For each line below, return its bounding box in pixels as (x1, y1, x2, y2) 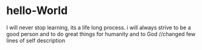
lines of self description (6, 37, 66, 44)
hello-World (6, 4, 68, 18)
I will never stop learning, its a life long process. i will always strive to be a (6, 24, 191, 31)
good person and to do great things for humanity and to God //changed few (6, 30, 196, 37)
